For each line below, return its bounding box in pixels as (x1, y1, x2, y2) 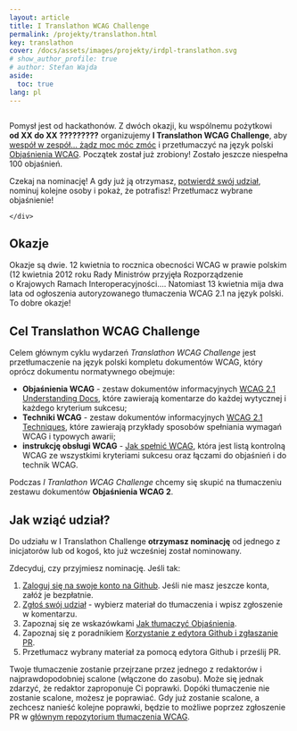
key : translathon (9, 38, 74, 47)
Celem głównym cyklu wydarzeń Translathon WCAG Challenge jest (9, 348, 257, 358)
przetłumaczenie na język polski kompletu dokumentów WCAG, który (9, 357, 263, 367)
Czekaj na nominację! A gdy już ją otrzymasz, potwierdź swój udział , (9, 175, 261, 186)
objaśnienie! (9, 194, 54, 206)
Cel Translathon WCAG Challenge (9, 323, 201, 339)
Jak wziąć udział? (9, 512, 111, 527)
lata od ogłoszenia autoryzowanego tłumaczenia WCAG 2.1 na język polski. (9, 288, 284, 299)
